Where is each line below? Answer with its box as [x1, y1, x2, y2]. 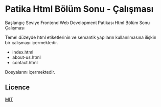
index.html [12, 49, 34, 55]
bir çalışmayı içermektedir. [5, 39, 58, 45]
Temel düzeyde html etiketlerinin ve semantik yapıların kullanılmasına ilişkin [5, 34, 157, 40]
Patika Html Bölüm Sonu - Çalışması [5, 3, 154, 15]
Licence [5, 83, 30, 92]
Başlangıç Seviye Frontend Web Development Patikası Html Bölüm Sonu [5, 20, 150, 26]
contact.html [12, 59, 38, 65]
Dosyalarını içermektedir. [5, 69, 55, 75]
